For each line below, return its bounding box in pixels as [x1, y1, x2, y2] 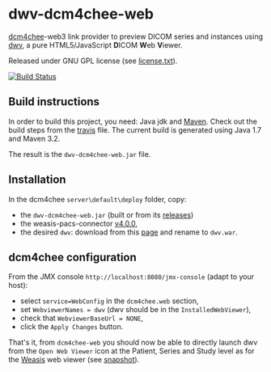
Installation [8, 173, 66, 187]
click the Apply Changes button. [19, 322, 124, 332]
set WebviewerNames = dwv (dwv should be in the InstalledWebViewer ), [19, 305, 252, 315]
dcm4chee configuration [8, 250, 138, 264]
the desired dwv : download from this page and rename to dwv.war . [19, 227, 239, 237]
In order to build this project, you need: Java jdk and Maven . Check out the [8, 116, 257, 126]
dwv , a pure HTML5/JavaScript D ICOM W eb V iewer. [8, 40, 183, 49]
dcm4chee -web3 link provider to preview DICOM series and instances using [8, 32, 263, 41]
